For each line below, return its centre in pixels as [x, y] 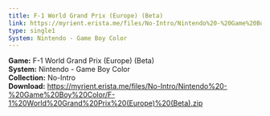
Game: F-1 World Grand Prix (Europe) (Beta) [82, 61]
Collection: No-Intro [42, 78]
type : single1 [32, 30]
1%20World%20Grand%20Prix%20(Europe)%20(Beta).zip [106, 103]
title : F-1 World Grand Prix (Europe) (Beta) [86, 16]
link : [17, 23]
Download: [27, 86]
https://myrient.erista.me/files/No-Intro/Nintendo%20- [137, 86]
